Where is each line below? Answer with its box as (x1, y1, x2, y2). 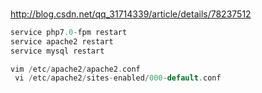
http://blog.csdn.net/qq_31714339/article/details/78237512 (10, 8, 252, 20)
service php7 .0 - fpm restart (10, 27, 128, 37)
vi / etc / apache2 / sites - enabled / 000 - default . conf (14, 73, 222, 83)
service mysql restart (10, 46, 105, 56)
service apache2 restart (10, 36, 114, 47)
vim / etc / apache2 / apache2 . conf (10, 64, 141, 74)
